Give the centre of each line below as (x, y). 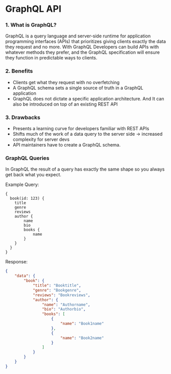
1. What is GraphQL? (31, 25)
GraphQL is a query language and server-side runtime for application (78, 36)
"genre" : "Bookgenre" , (57, 290)
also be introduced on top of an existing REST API (65, 104)
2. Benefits (19, 71)
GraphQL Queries (27, 158)
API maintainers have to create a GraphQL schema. (67, 145)
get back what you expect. (33, 175)
